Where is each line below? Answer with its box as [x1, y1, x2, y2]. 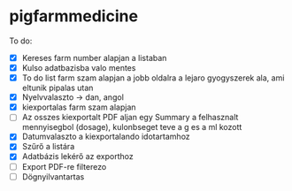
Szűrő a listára [21, 141, 75, 152]
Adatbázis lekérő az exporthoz [21, 151, 134, 162]
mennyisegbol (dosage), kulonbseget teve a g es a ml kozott [21, 122, 242, 133]
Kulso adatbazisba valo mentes [21, 63, 136, 73]
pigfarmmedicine [9, 6, 139, 27]
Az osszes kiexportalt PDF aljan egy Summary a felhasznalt [21, 112, 239, 123]
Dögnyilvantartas [21, 171, 85, 182]
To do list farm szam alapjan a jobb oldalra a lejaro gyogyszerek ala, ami [21, 73, 285, 83]
